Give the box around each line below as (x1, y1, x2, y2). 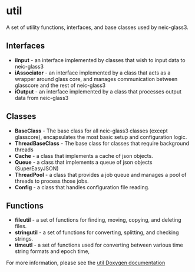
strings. (14, 235, 34, 242)
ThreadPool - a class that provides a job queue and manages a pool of (14, 171, 187, 178)
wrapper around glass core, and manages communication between (14, 75, 178, 82)
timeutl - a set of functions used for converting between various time (14, 241, 184, 249)
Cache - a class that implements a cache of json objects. (14, 152, 153, 159)
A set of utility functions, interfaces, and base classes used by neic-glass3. (6, 24, 189, 31)
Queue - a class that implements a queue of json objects (14, 158, 153, 166)
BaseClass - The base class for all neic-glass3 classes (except (14, 127, 168, 134)
